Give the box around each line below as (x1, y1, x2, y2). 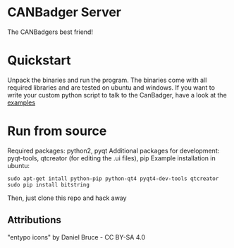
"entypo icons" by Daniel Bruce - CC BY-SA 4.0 (7, 232, 146, 241)
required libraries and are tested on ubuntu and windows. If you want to (7, 83, 215, 92)
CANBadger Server (7, 4, 122, 20)
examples (7, 98, 36, 107)
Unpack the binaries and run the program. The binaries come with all (7, 76, 207, 84)
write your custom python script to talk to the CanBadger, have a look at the (7, 90, 227, 99)
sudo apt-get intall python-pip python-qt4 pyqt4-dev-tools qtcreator (7, 175, 219, 182)
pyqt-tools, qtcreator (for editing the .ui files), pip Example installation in (7, 153, 216, 163)
